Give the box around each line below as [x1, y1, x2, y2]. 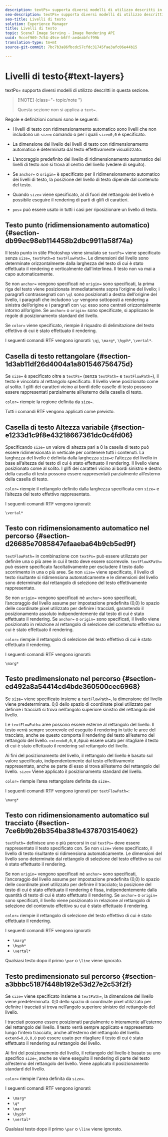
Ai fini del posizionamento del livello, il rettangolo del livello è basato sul [5, 752, 153, 758]
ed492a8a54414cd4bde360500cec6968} [5, 682, 140, 691]
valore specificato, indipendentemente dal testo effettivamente [5, 757, 134, 764]
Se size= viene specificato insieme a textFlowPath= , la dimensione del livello [5, 696, 162, 702]
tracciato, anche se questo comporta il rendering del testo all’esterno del [5, 732, 155, 738]
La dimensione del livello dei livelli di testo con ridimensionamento [12, 141, 148, 147]
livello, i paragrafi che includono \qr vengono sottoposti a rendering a [5, 297, 149, 303]
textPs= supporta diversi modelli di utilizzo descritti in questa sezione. [5, 87, 149, 93]
